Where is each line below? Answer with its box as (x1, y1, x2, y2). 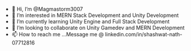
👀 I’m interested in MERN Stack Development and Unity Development (11, 12, 179, 19)
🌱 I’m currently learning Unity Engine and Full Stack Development (11, 18, 170, 25)
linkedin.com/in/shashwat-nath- (105, 31, 183, 38)
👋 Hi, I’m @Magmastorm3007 (11, 6, 83, 12)
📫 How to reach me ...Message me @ (11, 31, 104, 38)
